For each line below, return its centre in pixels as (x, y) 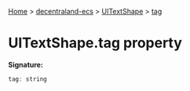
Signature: (26, 64)
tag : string (27, 79)
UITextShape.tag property (95, 43)
